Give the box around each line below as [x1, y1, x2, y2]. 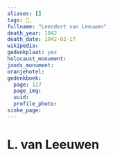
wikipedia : [7, 42, 39, 49]
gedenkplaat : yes [7, 49, 58, 56]
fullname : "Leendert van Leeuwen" [7, 23, 107, 30]
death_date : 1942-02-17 [7, 36, 76, 43]
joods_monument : [7, 62, 54, 69]
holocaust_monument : [7, 55, 67, 62]
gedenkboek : [7, 74, 42, 82]
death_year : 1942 [7, 29, 58, 37]
